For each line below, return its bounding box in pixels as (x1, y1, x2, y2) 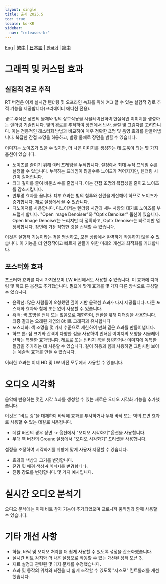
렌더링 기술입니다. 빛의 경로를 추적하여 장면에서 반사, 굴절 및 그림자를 (10, 122, 144, 128)
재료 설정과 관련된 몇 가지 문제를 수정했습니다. (12, 561, 102, 567)
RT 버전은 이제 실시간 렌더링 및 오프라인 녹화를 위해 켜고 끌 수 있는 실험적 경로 (5, 99, 156, 105)
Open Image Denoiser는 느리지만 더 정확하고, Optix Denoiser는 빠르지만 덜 (12, 218, 160, 223)
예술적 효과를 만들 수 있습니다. (17, 349, 76, 355)
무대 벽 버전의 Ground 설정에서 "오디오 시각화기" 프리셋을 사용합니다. (12, 436, 147, 442)
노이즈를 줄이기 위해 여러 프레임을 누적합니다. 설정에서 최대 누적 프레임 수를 (12, 162, 158, 168)
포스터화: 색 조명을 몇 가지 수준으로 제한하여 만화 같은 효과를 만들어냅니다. (12, 324, 155, 330)
